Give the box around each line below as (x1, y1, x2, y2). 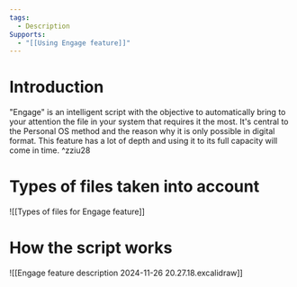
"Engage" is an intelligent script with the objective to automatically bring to (9, 107, 286, 118)
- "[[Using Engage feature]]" (17, 38, 130, 48)
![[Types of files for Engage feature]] (9, 206, 146, 217)
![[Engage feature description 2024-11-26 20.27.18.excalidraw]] (9, 267, 243, 279)
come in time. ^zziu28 (9, 145, 91, 156)
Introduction (9, 77, 104, 97)
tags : (9, 13, 30, 22)
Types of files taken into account (9, 176, 260, 197)
